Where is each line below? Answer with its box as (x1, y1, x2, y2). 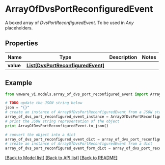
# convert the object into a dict (5, 132, 76, 137)
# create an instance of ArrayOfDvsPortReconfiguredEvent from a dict (5, 141, 153, 146)
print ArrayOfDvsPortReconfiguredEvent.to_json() (5, 123, 109, 128)
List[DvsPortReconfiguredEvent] (26, 62, 105, 69)
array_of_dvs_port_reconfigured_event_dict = (5, 137, 100, 142)
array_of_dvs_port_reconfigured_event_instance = (5, 114, 109, 119)
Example (5, 79, 32, 87)
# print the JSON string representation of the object (5, 119, 120, 124)
